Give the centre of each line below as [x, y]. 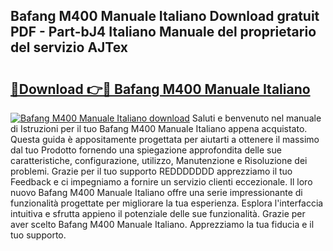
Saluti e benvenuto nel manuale [256, 118]
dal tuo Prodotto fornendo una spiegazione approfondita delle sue [146, 150]
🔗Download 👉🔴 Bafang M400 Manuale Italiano [160, 89]
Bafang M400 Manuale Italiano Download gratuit [165, 16]
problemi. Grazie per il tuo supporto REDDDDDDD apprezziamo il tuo [151, 171]
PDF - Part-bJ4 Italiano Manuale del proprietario [163, 32]
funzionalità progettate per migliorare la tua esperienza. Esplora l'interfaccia [167, 203]
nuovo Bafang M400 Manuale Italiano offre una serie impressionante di [156, 192]
